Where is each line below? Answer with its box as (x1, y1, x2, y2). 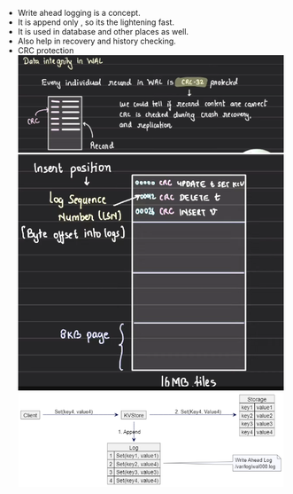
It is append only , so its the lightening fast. (17, 17, 175, 27)
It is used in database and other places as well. (17, 27, 189, 36)
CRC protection (17, 45, 74, 56)
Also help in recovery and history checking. (17, 35, 177, 46)
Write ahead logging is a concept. (17, 8, 141, 18)
